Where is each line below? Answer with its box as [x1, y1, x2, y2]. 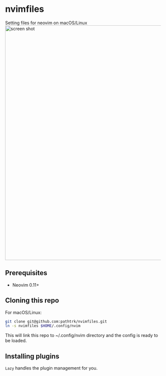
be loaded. [5, 337, 27, 344]
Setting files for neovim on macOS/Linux [5, 20, 87, 26]
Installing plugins [5, 352, 59, 360]
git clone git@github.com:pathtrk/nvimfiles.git [5, 319, 107, 324]
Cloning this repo [5, 296, 59, 305]
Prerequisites [5, 269, 47, 277]
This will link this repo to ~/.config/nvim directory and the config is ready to [5, 333, 158, 338]
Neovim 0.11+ [12, 282, 40, 288]
